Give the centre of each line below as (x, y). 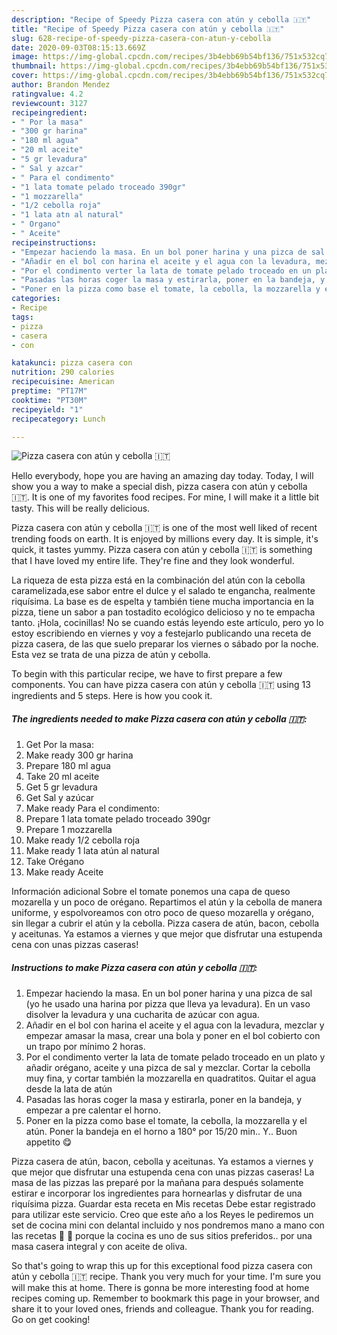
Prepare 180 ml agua (68, 766)
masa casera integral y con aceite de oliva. (99, 1247)
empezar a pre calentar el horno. (93, 1110)
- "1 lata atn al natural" (67, 215)
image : (25, 57)
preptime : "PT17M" (49, 391)
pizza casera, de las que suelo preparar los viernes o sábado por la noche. (165, 644)
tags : (22, 317)
